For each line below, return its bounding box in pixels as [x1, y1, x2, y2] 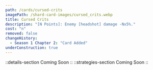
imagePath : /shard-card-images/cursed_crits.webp [5, 12, 113, 17]
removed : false [5, 31, 38, 36]
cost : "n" [5, 26, 27, 31]
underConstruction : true [5, 45, 58, 50]
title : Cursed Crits [5, 17, 49, 22]
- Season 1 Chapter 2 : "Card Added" [10, 41, 88, 46]
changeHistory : [5, 36, 38, 41]
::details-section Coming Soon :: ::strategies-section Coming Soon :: [5, 59, 149, 65]
